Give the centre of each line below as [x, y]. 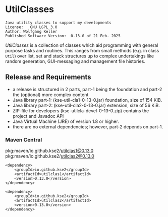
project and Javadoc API [38, 116]
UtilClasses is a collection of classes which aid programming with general [82, 45]
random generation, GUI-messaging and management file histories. [75, 61]
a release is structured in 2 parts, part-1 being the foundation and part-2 [87, 89]
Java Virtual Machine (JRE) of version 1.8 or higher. [66, 121]
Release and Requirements [48, 77]
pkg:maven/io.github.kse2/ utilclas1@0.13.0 [49, 151]
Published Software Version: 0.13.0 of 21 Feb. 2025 [63, 36]
